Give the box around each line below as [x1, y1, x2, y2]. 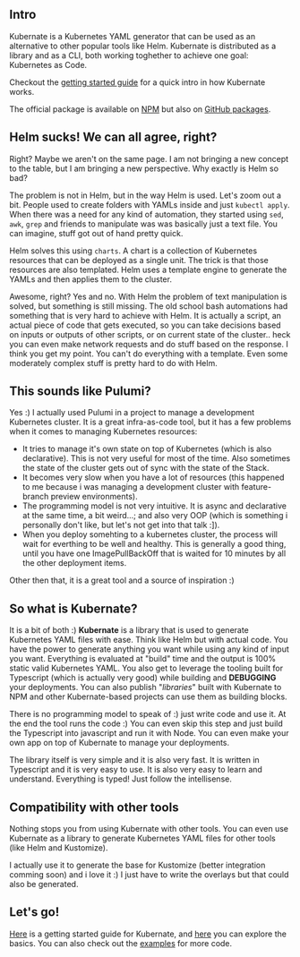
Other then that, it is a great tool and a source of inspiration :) [9, 575, 235, 585]
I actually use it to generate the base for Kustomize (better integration [9, 859, 266, 871]
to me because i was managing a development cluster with [21, 482, 240, 492]
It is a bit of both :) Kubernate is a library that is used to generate [9, 625, 249, 636]
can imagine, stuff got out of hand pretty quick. [9, 227, 184, 238]
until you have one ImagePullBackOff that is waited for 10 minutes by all [21, 548, 287, 559]
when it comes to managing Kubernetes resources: [9, 426, 198, 437]
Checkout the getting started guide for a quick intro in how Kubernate [9, 76, 266, 88]
